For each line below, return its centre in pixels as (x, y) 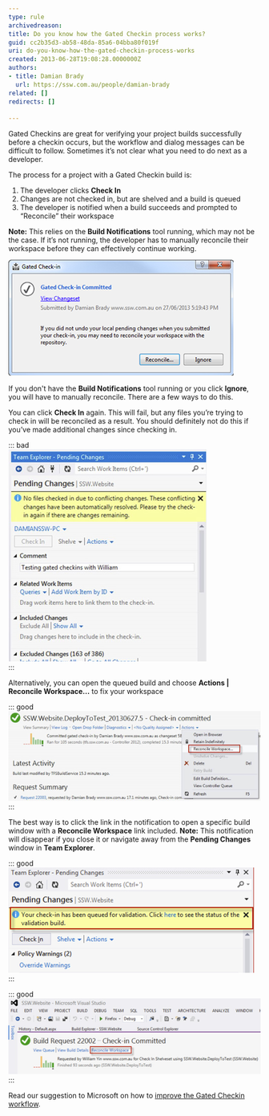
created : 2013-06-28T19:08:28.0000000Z (75, 59)
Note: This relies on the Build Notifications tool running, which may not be (132, 232)
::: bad (19, 445)
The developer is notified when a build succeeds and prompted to (128, 208)
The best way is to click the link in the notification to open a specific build (129, 822)
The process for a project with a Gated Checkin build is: (100, 175)
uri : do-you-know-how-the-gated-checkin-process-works (102, 51)
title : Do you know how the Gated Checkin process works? (107, 34)
